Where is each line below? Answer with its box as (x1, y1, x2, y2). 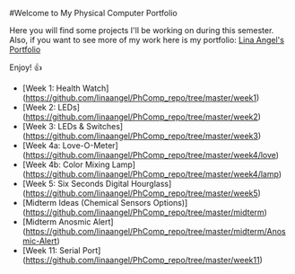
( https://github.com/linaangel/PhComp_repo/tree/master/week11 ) (22, 255, 263, 265)
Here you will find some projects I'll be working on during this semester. (9, 25, 274, 35)
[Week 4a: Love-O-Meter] (22, 140, 118, 151)
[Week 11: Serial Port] (22, 245, 101, 255)
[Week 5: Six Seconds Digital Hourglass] (22, 179, 172, 189)
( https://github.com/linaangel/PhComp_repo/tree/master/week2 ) (22, 111, 262, 122)
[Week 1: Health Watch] (22, 83, 109, 93)
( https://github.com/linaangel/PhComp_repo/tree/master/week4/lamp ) (22, 169, 282, 179)
